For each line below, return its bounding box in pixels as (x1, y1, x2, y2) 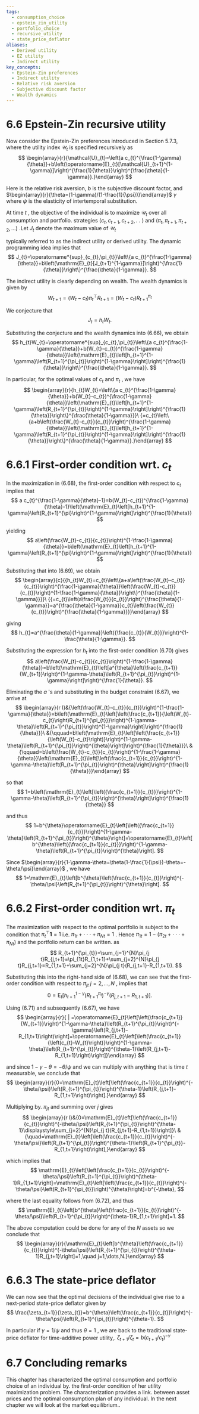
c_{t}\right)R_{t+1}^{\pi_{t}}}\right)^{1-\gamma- (42, 717, 157, 724)
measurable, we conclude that (6, 1070, 80, 1077)
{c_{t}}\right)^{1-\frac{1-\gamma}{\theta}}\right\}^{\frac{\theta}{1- (20, 589, 180, 596)
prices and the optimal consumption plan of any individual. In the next (6, 1395, 177, 1402)
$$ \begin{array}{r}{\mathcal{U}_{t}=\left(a (18, 154, 124, 162)
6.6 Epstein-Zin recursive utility (6, 117, 166, 131)
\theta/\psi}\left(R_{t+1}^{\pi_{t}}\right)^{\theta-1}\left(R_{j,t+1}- (23, 1085, 176, 1093)
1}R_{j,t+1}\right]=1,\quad (35, 1252, 97, 1260)
